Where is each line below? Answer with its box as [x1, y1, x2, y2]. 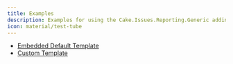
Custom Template [17, 49, 68, 57]
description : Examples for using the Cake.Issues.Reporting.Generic [7, 17, 209, 23]
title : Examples [7, 10, 54, 17]
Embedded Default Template [17, 42, 99, 50]
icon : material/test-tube [7, 23, 82, 30]
